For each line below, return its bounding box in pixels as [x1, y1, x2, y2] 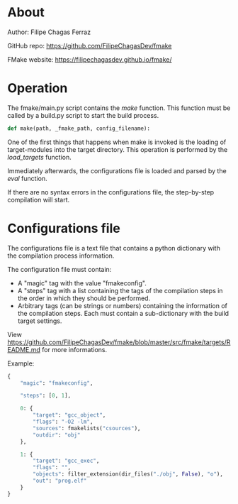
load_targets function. [7, 153, 72, 161]
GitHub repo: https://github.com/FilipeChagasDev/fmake [7, 41, 172, 50]
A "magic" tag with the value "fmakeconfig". [17, 278, 147, 287]
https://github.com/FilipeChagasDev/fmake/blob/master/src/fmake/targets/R [7, 338, 231, 346]
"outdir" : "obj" [33, 431, 81, 439]
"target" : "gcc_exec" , [33, 457, 100, 465]
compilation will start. [7, 195, 70, 204]
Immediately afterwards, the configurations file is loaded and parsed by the [7, 166, 227, 175]
